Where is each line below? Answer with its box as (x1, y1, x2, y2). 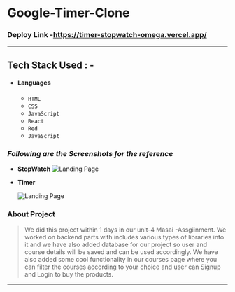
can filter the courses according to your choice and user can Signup (24, 263, 222, 271)
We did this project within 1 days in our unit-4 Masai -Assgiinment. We (24, 225, 227, 234)
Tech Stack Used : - (7, 59, 94, 71)
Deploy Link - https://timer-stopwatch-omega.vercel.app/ (7, 30, 208, 40)
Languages (17, 78, 51, 87)
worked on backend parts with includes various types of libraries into (24, 232, 225, 241)
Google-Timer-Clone (7, 5, 130, 21)
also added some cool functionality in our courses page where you (24, 255, 218, 263)
